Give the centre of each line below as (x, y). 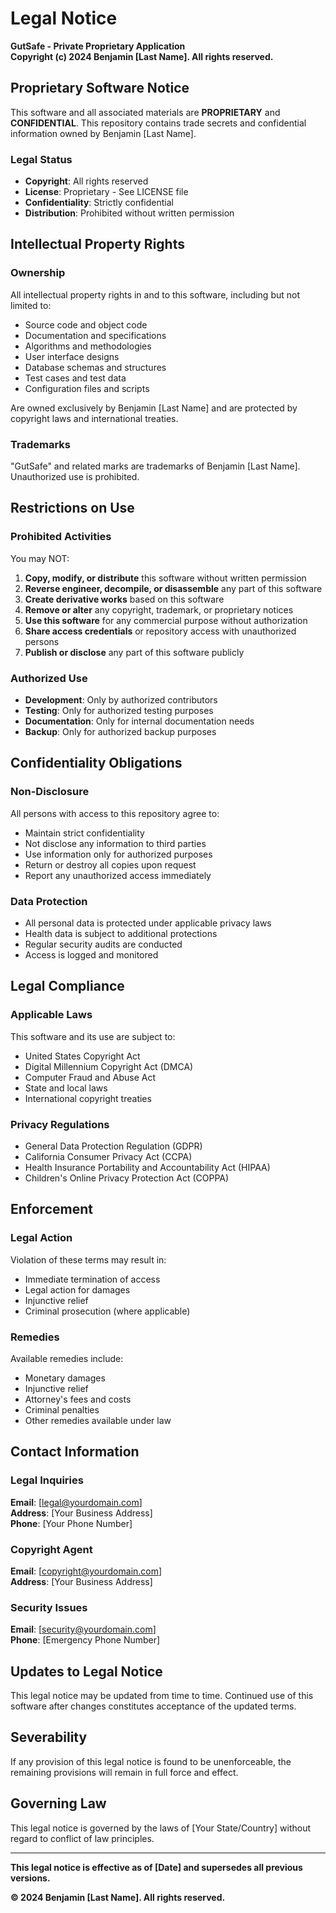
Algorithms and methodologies (88, 346)
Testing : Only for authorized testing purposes (119, 711)
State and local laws (66, 1088)
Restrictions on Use (72, 508)
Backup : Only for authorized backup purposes (120, 732)
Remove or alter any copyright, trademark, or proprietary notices (159, 609)
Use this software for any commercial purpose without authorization (166, 620)
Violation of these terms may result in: (88, 1259)
